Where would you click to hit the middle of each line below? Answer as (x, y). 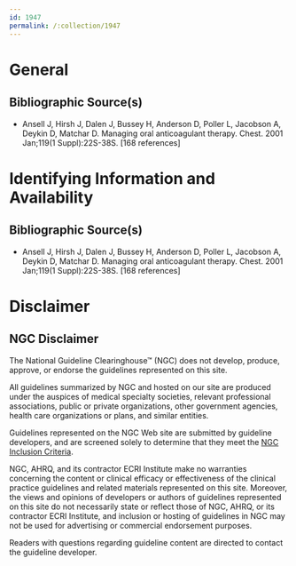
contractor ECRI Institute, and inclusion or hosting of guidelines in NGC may (147, 515)
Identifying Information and (112, 178)
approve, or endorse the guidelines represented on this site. (118, 370)
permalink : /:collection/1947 (65, 26)
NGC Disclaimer (54, 339)
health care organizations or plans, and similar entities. (109, 415)
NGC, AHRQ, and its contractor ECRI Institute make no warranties (128, 468)
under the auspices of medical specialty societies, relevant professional (140, 396)
